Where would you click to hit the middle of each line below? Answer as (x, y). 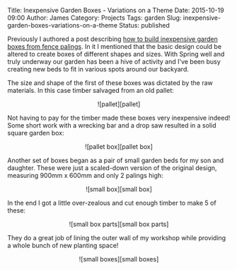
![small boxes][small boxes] (119, 259)
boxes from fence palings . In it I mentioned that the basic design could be (114, 46)
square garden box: (36, 133)
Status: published (144, 25)
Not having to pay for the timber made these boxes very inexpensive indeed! (119, 118)
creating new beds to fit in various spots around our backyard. (98, 69)
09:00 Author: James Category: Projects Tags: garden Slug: (94, 18)
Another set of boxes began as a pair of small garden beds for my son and (116, 160)
